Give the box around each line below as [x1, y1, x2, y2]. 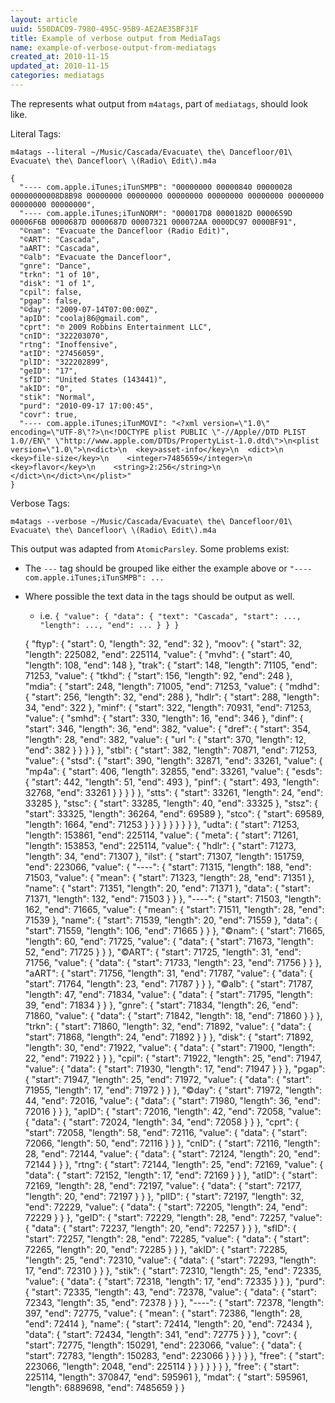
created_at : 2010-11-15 [10, 52, 110, 62]
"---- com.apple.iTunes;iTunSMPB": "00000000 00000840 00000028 [19, 182, 293, 192]
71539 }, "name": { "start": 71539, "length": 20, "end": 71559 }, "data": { [24, 914, 318, 926]
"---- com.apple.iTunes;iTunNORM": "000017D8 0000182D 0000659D [19, 208, 293, 218]
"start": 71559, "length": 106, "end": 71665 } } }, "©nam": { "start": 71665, [24, 924, 326, 936]
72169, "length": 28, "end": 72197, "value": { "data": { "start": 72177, [24, 1179, 302, 1191]
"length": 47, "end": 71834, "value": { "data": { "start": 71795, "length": [24, 988, 313, 1000]
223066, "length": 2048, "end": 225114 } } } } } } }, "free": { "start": [24, 1360, 300, 1372]
